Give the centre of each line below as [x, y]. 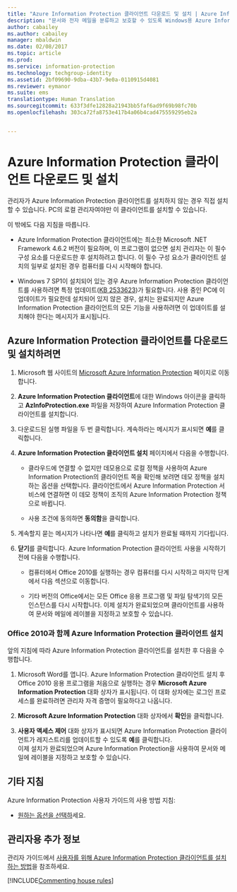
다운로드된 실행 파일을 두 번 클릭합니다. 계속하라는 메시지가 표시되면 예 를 [117, 429]
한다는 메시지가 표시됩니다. [73, 316]
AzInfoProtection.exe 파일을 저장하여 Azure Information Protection [122, 405]
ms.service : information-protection [61, 66]
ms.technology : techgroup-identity [60, 73]
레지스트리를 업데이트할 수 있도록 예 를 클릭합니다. [104, 739]
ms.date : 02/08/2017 [38, 47]
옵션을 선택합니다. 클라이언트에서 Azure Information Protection [129, 486]
